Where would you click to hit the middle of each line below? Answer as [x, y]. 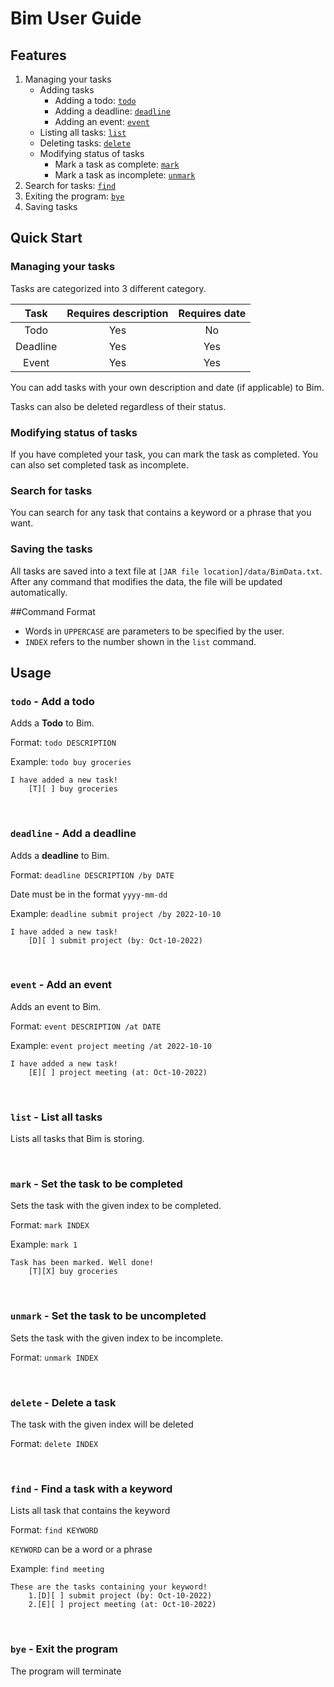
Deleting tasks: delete [85, 143]
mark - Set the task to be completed [96, 1184]
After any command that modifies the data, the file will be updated [146, 581]
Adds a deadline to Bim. [60, 855]
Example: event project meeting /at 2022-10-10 [111, 1045]
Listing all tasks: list [83, 132]
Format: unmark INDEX [54, 1357]
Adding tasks [67, 90]
